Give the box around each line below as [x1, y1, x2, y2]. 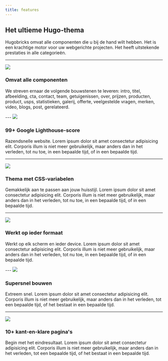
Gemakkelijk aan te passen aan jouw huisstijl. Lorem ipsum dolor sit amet [5, 187, 156, 193]
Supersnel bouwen [5, 279, 52, 286]
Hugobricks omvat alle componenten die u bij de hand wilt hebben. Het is [5, 39, 156, 45]
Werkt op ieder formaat [5, 229, 63, 236]
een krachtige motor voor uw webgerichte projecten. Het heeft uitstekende [5, 45, 159, 51]
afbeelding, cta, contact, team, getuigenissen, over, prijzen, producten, [5, 93, 151, 99]
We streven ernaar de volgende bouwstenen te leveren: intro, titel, [5, 88, 141, 94]
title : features [5, 7, 39, 13]
